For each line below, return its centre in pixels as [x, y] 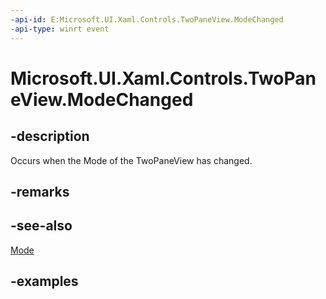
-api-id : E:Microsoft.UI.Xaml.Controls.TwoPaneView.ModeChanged [147, 19]
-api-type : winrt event [60, 29]
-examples [44, 281]
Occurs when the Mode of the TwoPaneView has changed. [131, 160]
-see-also [41, 226]
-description [50, 136]
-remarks [40, 191]
